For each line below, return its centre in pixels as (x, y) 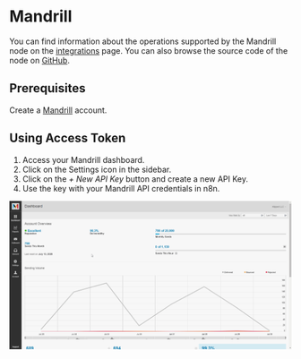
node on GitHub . (39, 60)
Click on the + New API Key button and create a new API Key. (135, 179)
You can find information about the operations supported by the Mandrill (143, 41)
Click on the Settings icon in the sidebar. (97, 169)
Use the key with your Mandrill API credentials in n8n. (121, 188)
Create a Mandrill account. (58, 110)
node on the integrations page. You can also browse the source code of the (149, 50)
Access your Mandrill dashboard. (83, 159)
